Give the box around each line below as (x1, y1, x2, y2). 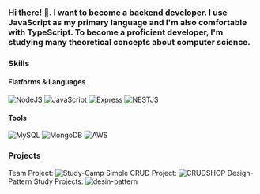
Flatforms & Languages (8, 77, 86, 87)
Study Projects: (33, 177, 84, 186)
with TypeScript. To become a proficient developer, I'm (8, 27, 224, 38)
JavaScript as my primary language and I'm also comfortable (8, 17, 247, 28)
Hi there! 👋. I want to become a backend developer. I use (8, 7, 228, 18)
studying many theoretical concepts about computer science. (8, 36, 251, 47)
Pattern (8, 177, 32, 186)
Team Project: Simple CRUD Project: (8, 168, 177, 177)
